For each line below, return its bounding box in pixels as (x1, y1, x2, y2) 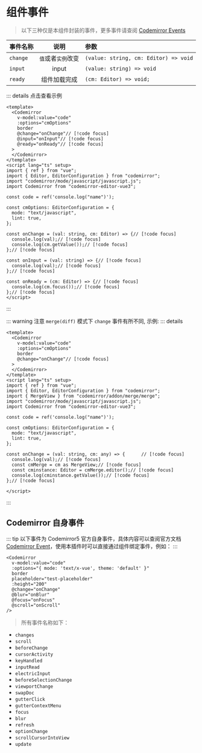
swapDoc (14, 690, 34, 696)
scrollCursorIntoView (14, 735, 69, 741)
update (14, 741, 32, 747)
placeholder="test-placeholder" (11, 575, 93, 582)
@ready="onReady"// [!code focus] (17, 141, 104, 147)
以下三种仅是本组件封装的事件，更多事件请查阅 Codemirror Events (21, 27, 186, 34)
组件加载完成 (41, 75, 78, 83)
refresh (14, 722, 34, 728)
